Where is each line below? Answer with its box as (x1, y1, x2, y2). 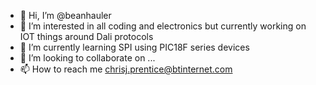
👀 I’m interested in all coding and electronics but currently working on (19, 20, 307, 32)
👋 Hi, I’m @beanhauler (19, 10, 112, 21)
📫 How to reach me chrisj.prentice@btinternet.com (19, 63, 233, 75)
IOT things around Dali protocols (19, 31, 154, 42)
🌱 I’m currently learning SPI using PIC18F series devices (19, 41, 250, 53)
